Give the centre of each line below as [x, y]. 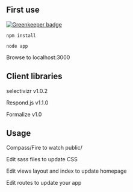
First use [23, 10]
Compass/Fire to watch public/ [45, 148]
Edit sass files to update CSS [42, 159]
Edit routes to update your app [44, 183]
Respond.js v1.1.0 [27, 103]
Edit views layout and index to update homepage [67, 171]
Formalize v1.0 [24, 114]
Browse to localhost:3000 [38, 57]
